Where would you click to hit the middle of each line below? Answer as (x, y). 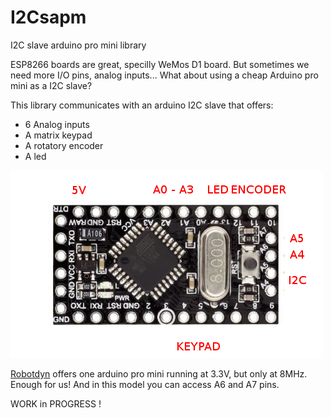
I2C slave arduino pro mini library (78, 45)
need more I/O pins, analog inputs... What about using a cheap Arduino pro (164, 75)
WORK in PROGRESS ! (56, 403)
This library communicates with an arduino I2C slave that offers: (142, 105)
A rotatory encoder (64, 145)
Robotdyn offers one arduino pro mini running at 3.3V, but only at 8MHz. (159, 373)
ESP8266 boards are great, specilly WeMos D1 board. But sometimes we (160, 64)
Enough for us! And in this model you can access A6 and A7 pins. (145, 384)
